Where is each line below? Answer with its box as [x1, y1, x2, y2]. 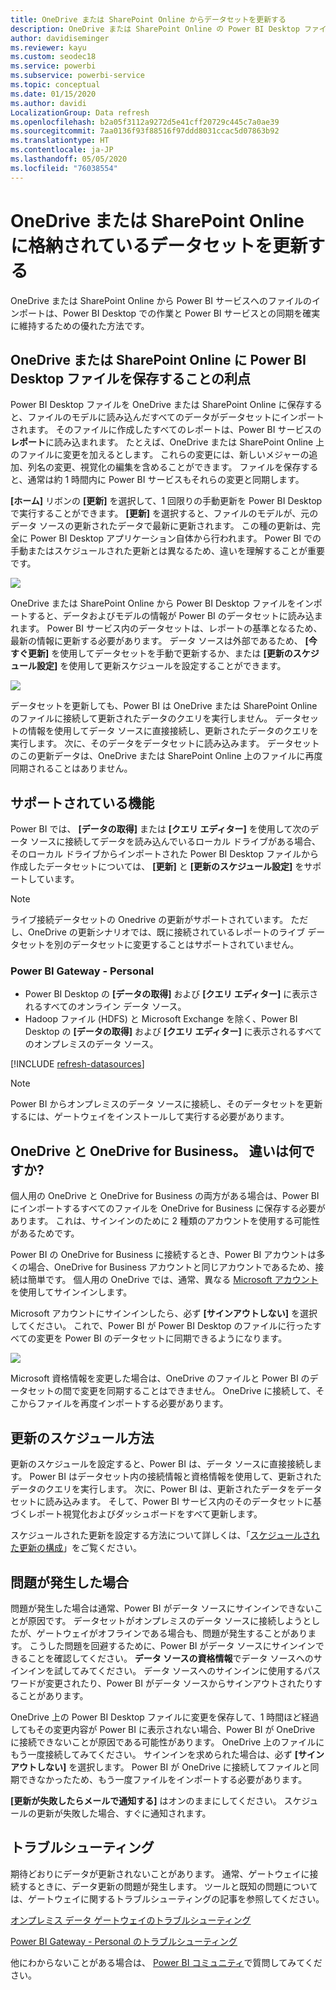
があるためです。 [10, 1227, 80, 1240]
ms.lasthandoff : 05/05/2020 [10, 154, 128, 164]
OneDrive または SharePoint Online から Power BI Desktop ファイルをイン [10, 597, 314, 610]
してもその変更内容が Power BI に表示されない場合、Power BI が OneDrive [10, 1723, 316, 1735]
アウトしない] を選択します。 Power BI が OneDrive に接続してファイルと [10, 1761, 311, 1773]
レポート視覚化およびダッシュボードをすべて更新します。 [27, 1508, 263, 1520]
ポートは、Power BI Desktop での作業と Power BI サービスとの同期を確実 [18, 307, 321, 319]
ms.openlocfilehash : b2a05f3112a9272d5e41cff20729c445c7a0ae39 [10, 117, 280, 127]
